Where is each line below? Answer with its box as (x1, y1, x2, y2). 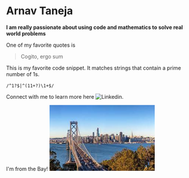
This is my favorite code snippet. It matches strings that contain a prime (6, 64, 181, 72)
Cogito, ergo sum (20, 53, 63, 60)
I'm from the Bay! (6, 165, 49, 172)
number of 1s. (6, 70, 40, 77)
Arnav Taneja (6, 4, 73, 18)
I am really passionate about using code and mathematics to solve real (6, 24, 183, 31)
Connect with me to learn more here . (6, 93, 124, 100)
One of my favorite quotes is (6, 41, 76, 48)
